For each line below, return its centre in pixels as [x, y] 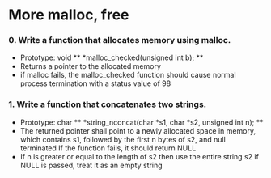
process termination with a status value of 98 [95, 83]
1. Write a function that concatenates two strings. [108, 104]
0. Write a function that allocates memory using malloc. [120, 40]
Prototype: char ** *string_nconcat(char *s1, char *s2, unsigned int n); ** [142, 122]
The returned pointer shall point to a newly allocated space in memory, [138, 130]
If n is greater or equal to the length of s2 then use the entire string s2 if [139, 156]
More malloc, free [69, 15]
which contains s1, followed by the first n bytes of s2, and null [123, 139]
